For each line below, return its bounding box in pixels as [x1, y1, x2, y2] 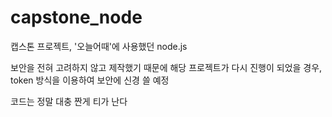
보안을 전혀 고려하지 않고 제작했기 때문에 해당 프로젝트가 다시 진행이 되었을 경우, [10, 61, 323, 73]
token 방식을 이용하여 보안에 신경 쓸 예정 [10, 74, 170, 86]
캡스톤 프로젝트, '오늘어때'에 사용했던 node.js [10, 40, 188, 52]
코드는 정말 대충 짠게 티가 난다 [10, 95, 128, 107]
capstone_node [10, 6, 143, 29]
